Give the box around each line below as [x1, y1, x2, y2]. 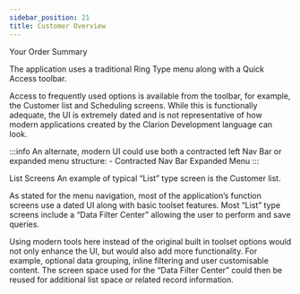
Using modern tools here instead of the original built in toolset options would [9, 236, 292, 246]
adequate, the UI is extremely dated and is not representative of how [9, 109, 262, 120]
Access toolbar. [9, 73, 67, 83]
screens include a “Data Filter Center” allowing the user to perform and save [9, 209, 291, 220]
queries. [9, 219, 40, 229]
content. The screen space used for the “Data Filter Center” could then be [9, 264, 283, 275]
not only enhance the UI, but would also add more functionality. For [9, 246, 258, 256]
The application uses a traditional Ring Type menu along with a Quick [9, 64, 264, 74]
